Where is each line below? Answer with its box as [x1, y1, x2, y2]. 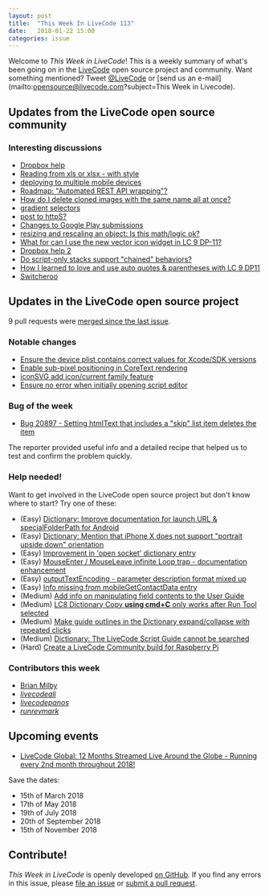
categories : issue [8, 34, 70, 43]
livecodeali [19, 689, 56, 699]
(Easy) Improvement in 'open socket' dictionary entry [19, 548, 197, 558]
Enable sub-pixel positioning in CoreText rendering [19, 363, 188, 373]
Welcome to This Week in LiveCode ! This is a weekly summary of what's [8, 56, 248, 66]
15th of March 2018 [19, 791, 84, 800]
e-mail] [198, 73, 222, 83]
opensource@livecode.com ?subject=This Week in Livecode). [33, 82, 235, 92]
